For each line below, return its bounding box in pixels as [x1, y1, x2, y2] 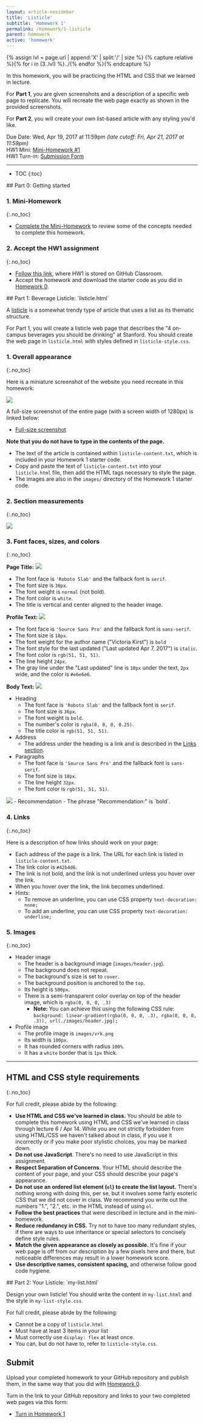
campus [6, 331, 27, 338]
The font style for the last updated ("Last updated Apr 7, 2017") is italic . [15, 645, 198, 652]
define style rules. [15, 1235, 61, 1242]
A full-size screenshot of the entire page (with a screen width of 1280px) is [6, 408, 194, 415]
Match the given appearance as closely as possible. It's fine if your [15, 1241, 187, 1249]
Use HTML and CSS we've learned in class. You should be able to [15, 1112, 182, 1119]
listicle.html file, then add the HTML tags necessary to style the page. [15, 468, 196, 476]
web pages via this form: [6, 1398, 69, 1405]
